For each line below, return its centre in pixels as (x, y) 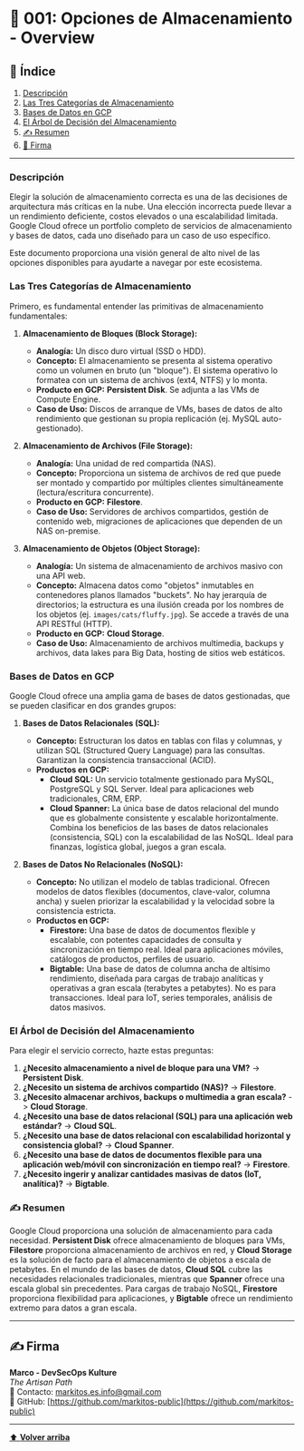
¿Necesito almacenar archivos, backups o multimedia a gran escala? (154, 1097)
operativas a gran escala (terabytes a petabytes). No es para (162, 987)
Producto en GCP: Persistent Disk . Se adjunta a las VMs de (147, 389)
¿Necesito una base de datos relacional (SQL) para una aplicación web (157, 1116)
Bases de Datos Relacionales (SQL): (91, 723)
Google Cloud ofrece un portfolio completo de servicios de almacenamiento (151, 226)
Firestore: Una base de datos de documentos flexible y (152, 930)
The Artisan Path (41, 1382)
